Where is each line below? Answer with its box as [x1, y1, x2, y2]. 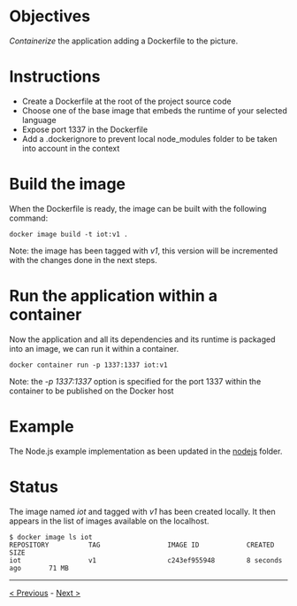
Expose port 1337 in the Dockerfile [21, 124, 148, 135]
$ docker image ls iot [9, 532, 93, 541]
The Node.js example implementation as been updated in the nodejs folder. [9, 446, 283, 456]
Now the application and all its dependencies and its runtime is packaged [9, 334, 276, 345]
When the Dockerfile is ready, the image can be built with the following [9, 203, 267, 214]
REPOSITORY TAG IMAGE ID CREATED [9, 540, 275, 549]
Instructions [9, 66, 101, 87]
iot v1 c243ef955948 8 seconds [9, 555, 283, 564]
